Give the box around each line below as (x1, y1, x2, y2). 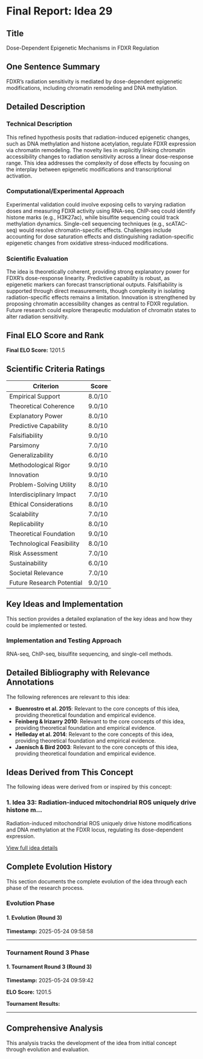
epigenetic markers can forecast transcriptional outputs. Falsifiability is (6, 281, 183, 288)
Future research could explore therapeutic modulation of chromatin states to (6, 307, 196, 314)
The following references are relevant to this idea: (6, 693, 130, 700)
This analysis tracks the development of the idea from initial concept (6, 1039, 177, 1046)
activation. (6, 172, 33, 179)
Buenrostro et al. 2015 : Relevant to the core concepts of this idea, (14, 705, 180, 712)
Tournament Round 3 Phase (6, 948, 89, 956)
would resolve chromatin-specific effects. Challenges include (19, 226, 172, 234)
